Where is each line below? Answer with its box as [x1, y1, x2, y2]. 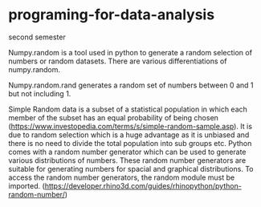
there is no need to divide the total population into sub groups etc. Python [8, 138, 252, 148]
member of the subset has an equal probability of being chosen [8, 112, 219, 122]
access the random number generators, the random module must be [8, 172, 235, 182]
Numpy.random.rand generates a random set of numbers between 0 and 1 [8, 80, 254, 90]
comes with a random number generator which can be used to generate [8, 147, 247, 156]
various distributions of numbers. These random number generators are [8, 155, 247, 165]
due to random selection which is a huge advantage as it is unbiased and [8, 130, 250, 140]
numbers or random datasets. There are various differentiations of [8, 56, 227, 66]
